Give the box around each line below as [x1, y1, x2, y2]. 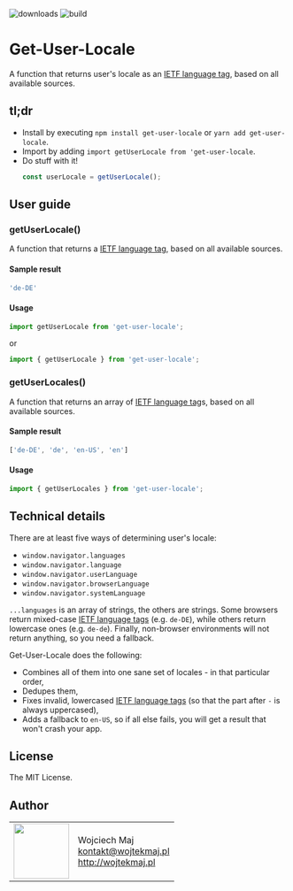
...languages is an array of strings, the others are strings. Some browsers [9, 604, 279, 615]
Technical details [9, 509, 106, 524]
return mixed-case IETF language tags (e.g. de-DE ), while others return [9, 613, 266, 624]
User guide [9, 197, 71, 212]
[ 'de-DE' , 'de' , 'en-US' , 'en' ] [9, 445, 128, 455]
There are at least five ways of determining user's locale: [9, 532, 217, 543]
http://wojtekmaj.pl [78, 856, 156, 869]
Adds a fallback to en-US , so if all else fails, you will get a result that [21, 713, 267, 725]
